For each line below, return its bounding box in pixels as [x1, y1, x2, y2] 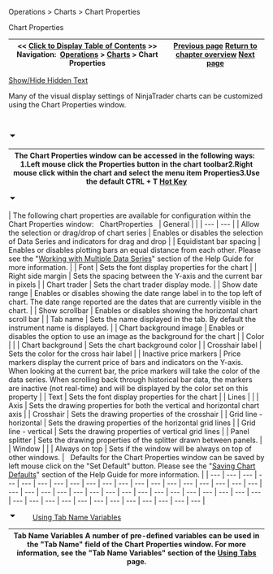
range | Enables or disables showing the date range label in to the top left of [8, 289, 262, 298]
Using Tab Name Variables [32, 512, 122, 522]
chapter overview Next [175, 49, 255, 59]
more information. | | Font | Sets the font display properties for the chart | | [8, 263, 258, 272]
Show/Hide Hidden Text [8, 76, 88, 85]
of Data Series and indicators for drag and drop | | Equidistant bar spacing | [8, 237, 261, 246]
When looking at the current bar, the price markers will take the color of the [8, 366, 261, 376]
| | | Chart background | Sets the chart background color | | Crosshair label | [8, 341, 262, 350]
